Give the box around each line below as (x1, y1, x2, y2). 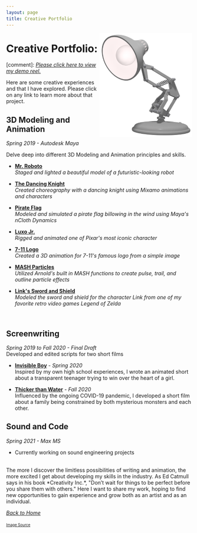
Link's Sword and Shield (14, 288, 75, 295)
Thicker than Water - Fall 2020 (14, 386, 91, 393)
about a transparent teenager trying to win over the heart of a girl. (14, 374, 175, 381)
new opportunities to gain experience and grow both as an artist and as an (6, 491, 187, 498)
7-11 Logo (14, 246, 39, 253)
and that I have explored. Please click (6, 85, 97, 93)
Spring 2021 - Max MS (6, 437, 61, 445)
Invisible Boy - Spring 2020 (14, 362, 83, 369)
